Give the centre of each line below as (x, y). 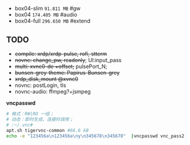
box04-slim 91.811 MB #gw (48, 8)
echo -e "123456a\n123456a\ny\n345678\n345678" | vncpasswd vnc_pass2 (95, 136)
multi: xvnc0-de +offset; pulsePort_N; (61, 66)
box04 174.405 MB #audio (46, 15)
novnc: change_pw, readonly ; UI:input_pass (68, 60)
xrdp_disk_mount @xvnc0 (46, 79)
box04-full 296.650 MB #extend (53, 21)
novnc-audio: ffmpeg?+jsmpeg (53, 91)
